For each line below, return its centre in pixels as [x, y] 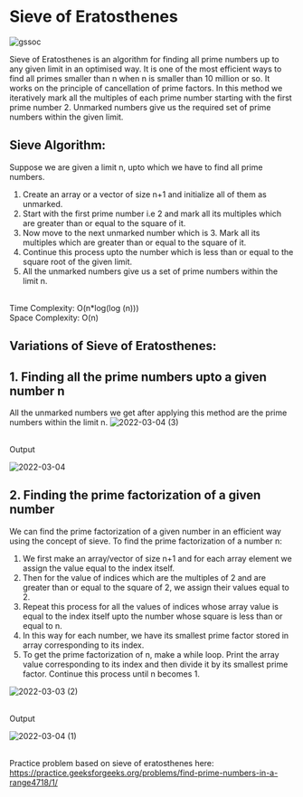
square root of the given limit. [77, 261]
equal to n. [43, 625]
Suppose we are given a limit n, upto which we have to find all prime [136, 167]
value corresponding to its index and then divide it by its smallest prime [155, 664]
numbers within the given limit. [66, 117]
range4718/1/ [34, 782]
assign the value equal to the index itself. [98, 568]
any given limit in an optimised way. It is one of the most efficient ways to [146, 69]
